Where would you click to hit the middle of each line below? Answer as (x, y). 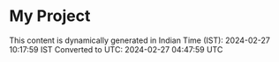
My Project (50, 16)
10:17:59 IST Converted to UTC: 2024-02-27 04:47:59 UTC (116, 49)
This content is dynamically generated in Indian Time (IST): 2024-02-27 (140, 40)
